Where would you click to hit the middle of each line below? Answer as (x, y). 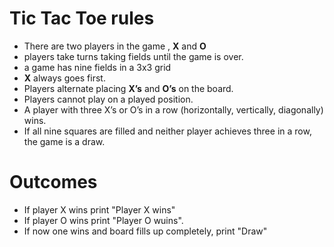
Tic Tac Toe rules (82, 18)
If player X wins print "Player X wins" (99, 209)
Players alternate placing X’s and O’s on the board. (128, 88)
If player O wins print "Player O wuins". (103, 220)
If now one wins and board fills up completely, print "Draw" (145, 231)
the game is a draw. (64, 141)
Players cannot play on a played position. (108, 99)
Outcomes (53, 182)
